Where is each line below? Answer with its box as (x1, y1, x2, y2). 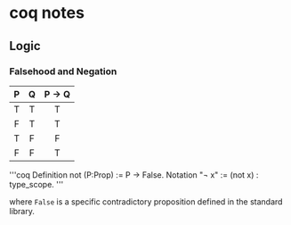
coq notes (9, 3, 85, 23)
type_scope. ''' (9, 179, 64, 189)
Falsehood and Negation (9, 65, 117, 78)
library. (9, 205, 36, 216)
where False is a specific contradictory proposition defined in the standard (9, 196, 283, 207)
